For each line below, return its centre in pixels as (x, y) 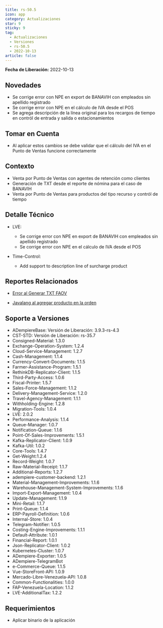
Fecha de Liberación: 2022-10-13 (40, 70)
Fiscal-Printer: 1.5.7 (32, 383)
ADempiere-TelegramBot (38, 561)
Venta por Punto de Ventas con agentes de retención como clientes (81, 178)
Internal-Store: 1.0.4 (32, 519)
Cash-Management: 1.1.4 (37, 357)
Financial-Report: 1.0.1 (35, 540)
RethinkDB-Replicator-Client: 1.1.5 (46, 372)
